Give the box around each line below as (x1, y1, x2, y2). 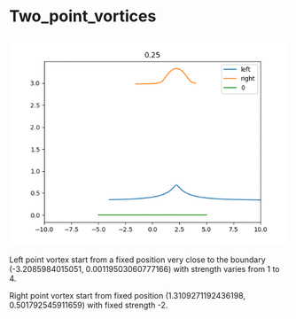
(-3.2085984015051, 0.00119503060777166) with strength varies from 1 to (9, 263, 280, 274)
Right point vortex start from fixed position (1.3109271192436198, (9, 290, 246, 300)
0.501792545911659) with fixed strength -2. (9, 300, 168, 310)
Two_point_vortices (9, 6, 157, 27)
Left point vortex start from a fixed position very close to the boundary (9, 254, 266, 265)
